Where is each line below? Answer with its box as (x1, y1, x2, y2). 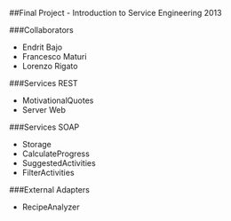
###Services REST (9, 78, 78, 88)
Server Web (21, 105, 67, 114)
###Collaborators (9, 25, 74, 35)
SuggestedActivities (21, 158, 96, 168)
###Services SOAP (9, 122, 80, 132)
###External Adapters (9, 185, 91, 194)
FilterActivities (21, 168, 75, 178)
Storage (21, 139, 52, 149)
